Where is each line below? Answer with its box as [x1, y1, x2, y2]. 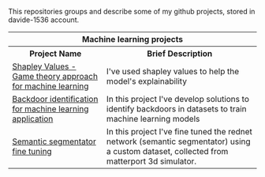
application [12, 114, 54, 124]
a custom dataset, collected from [106, 146, 229, 156]
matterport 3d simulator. [106, 156, 197, 167]
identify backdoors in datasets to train [106, 104, 247, 114]
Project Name [29, 48, 82, 58]
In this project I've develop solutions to [106, 94, 250, 104]
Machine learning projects [81, 34, 184, 44]
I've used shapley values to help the [106, 66, 240, 77]
